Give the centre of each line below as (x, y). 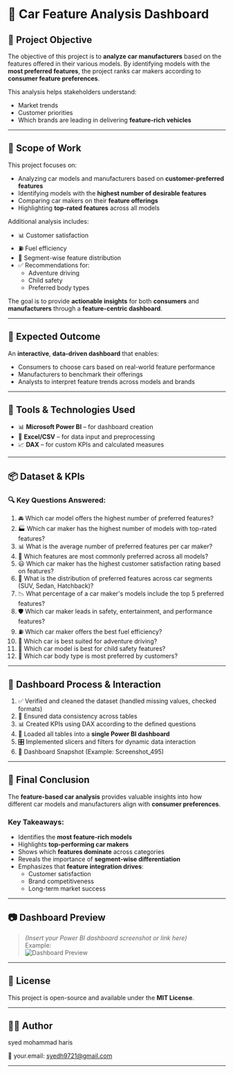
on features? (36, 571)
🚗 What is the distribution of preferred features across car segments (115, 579)
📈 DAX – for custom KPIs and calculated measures (91, 445)
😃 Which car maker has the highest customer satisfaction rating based (119, 564)
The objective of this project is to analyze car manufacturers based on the (115, 56)
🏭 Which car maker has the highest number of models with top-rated (117, 529)
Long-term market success (67, 889)
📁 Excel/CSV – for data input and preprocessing (86, 437)
